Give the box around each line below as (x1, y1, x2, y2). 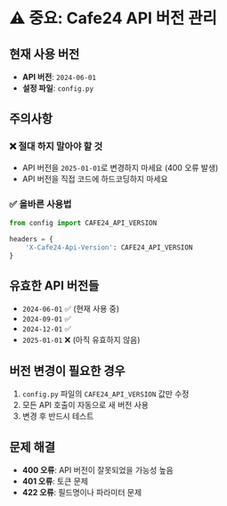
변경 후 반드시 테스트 (21, 411, 94, 421)
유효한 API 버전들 (9, 278, 100, 293)
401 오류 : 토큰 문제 (21, 476, 89, 486)
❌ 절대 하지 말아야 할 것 (9, 140, 103, 152)
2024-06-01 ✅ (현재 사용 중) (21, 304, 120, 314)
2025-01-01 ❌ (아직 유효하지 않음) (21, 335, 141, 346)
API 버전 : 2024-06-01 (21, 72, 96, 82)
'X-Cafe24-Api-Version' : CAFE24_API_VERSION (25, 242, 193, 252)
